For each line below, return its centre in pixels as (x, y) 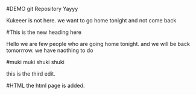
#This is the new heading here (44, 32)
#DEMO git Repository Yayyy (42, 9)
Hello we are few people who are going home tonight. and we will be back (98, 44)
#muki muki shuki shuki (35, 62)
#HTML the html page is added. (46, 85)
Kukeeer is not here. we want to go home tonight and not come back (91, 20)
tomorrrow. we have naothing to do (50, 50)
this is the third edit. (31, 74)
